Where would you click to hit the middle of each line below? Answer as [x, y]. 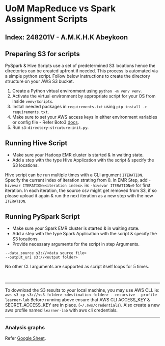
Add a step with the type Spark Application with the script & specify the [84, 234]
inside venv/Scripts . [33, 101]
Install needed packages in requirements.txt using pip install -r [80, 107]
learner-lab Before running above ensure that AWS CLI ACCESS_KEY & [78, 300]
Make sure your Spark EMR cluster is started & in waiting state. [76, 228]
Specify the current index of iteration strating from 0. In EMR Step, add [76, 180]
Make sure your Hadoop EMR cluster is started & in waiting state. [78, 155]
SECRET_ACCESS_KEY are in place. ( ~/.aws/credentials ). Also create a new [82, 305]
